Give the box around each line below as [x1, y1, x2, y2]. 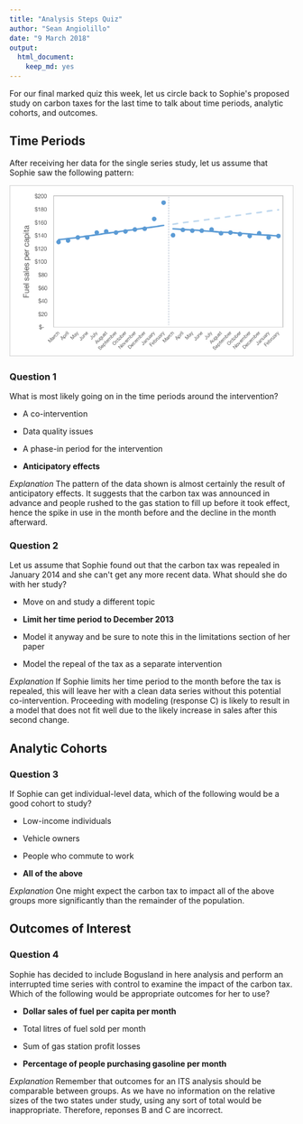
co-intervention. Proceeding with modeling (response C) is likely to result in [9, 696, 290, 707]
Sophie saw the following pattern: [9, 167, 134, 178]
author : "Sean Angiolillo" [9, 23, 111, 33]
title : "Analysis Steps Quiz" [9, 14, 124, 23]
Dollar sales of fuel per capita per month [22, 1006, 177, 1016]
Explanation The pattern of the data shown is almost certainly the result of [9, 479, 286, 490]
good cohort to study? [9, 798, 92, 809]
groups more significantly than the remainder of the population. [9, 895, 245, 906]
